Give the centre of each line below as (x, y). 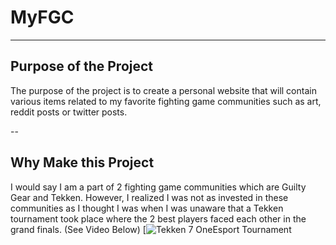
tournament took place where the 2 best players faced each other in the (158, 218)
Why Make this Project (82, 162)
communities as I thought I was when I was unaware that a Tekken (147, 208)
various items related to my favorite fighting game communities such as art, (166, 101)
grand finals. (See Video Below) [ (78, 229)
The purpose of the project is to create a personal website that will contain (163, 90)
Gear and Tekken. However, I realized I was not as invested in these (149, 197)
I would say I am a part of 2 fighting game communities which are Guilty (158, 187)
